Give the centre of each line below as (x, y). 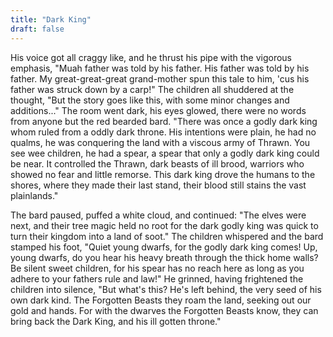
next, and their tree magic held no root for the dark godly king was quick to (164, 225)
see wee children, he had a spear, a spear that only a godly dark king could (165, 153)
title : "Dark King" (51, 19)
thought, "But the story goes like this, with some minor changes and (150, 100)
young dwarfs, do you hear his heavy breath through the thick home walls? (164, 257)
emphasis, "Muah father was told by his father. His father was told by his (160, 68)
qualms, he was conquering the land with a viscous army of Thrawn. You (160, 142)
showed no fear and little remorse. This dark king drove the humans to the (163, 174)
